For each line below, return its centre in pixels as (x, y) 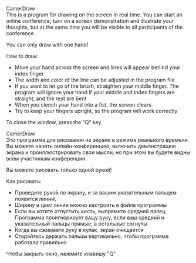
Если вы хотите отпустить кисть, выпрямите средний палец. (91, 211)
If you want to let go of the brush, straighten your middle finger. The (97, 86)
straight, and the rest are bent (50, 98)
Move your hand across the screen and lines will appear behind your (97, 67)
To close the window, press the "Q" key (54, 122)
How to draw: (22, 56)
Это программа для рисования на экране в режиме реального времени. (98, 140)
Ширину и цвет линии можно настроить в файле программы (91, 205)
